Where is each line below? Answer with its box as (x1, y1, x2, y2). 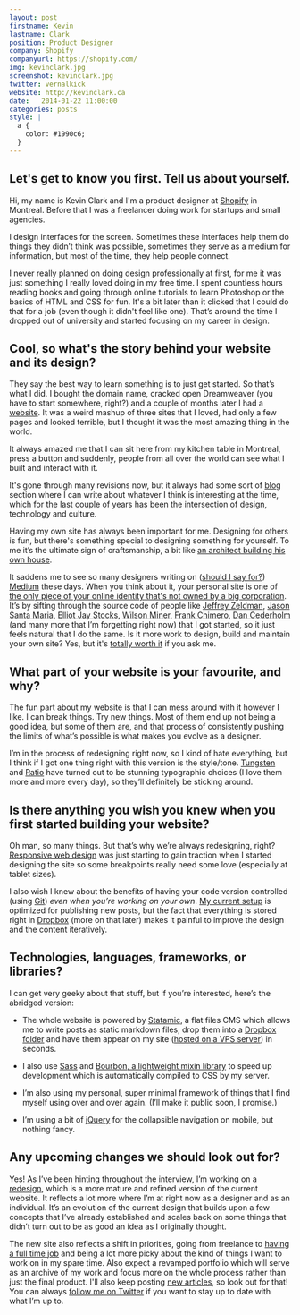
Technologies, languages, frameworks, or (9, 950, 247, 965)
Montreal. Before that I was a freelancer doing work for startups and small (9, 204, 281, 215)
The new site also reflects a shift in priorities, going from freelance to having (9, 1238, 290, 1249)
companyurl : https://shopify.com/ (9, 55, 138, 64)
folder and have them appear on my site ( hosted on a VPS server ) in (21, 1033, 272, 1044)
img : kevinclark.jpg (9, 64, 87, 73)
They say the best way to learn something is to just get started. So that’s (9, 379, 275, 389)
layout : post (9, 13, 58, 22)
